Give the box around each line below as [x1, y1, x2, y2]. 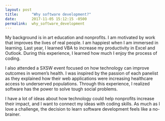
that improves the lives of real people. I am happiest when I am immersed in [5, 40, 159, 46]
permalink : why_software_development [5, 21, 85, 26]
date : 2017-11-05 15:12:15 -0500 [5, 16, 87, 21]
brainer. [5, 112, 21, 118]
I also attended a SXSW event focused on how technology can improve [5, 65, 149, 71]
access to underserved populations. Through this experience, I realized [5, 81, 150, 87]
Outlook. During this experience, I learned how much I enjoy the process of [5, 50, 158, 56]
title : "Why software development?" [5, 12, 92, 17]
